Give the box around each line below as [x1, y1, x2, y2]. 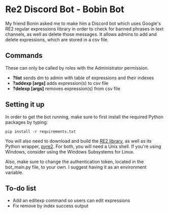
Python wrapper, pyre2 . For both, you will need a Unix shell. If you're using [5, 143, 161, 149]
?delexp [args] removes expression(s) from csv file [12, 85, 121, 91]
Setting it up [5, 100, 45, 109]
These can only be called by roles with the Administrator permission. [5, 65, 149, 71]
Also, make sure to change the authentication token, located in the [5, 159, 144, 165]
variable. [5, 169, 24, 175]
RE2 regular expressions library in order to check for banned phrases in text [5, 25, 164, 32]
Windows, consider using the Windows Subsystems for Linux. [5, 148, 134, 155]
